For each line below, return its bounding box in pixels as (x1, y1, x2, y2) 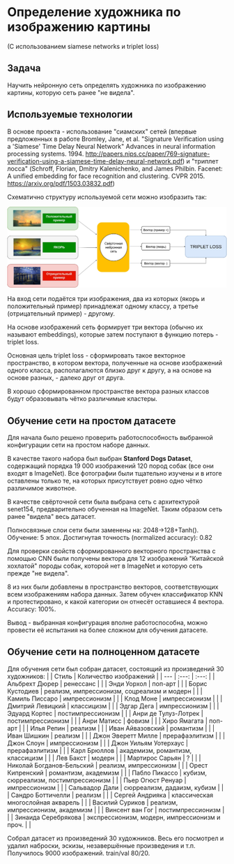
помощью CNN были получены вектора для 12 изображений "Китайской (7, 554, 224, 562)
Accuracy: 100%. (7, 605, 56, 613)
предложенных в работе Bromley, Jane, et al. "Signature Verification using (7, 134, 224, 143)
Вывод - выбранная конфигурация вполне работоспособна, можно (7, 618, 208, 627)
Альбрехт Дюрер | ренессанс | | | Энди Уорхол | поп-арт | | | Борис (7, 679, 208, 688)
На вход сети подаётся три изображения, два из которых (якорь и (7, 295, 205, 303)
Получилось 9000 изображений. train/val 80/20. (7, 849, 150, 857)
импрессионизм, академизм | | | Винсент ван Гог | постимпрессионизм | (7, 805, 225, 814)
